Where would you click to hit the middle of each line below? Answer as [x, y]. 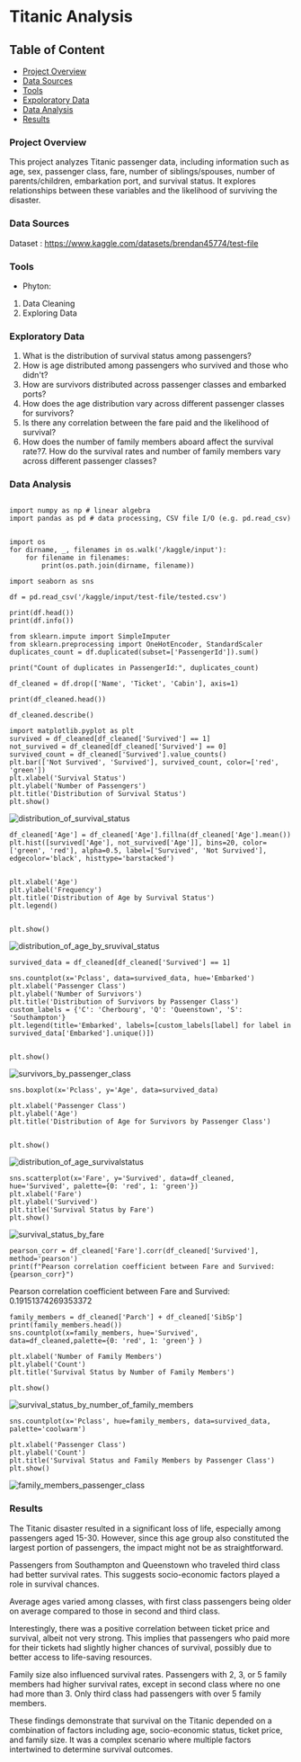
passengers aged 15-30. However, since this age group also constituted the [149, 1538]
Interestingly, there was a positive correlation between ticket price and [140, 1628]
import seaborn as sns [52, 582]
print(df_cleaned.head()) [58, 700]
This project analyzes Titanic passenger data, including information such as [149, 162]
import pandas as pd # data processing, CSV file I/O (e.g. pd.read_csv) [150, 519]
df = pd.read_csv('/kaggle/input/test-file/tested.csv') [118, 597]
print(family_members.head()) [66, 1325]
